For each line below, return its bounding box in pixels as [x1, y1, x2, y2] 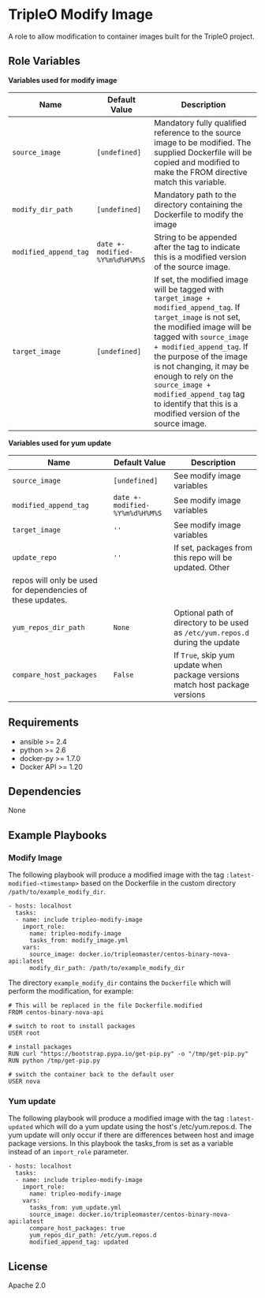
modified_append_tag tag [153, 388, 245, 399]
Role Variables [8, 54, 80, 68]
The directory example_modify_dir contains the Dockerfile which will [8, 978, 231, 987]
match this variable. [153, 176, 227, 187]
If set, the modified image [153, 274, 248, 285]
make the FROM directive [153, 166, 248, 177]
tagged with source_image [153, 331, 249, 342]
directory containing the [153, 199, 243, 210]
